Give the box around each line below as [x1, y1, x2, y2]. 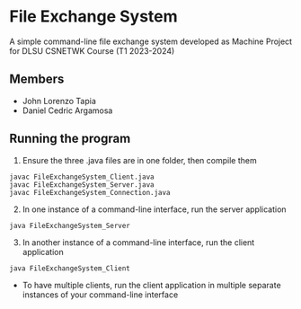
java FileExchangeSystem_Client [9, 263, 130, 273]
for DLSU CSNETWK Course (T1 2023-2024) [9, 45, 175, 56]
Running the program [9, 131, 131, 146]
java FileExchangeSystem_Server [9, 221, 130, 230]
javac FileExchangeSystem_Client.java [9, 172, 155, 181]
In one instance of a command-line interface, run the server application [22, 204, 287, 215]
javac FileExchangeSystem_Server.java [9, 180, 155, 190]
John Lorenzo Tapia [22, 95, 97, 106]
